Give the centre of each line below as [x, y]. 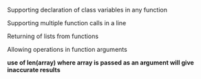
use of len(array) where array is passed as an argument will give [100, 63]
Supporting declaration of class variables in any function [87, 10]
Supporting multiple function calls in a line [67, 23]
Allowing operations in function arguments [67, 49]
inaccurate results [34, 70]
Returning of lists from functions [53, 36]
